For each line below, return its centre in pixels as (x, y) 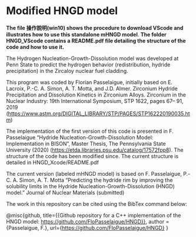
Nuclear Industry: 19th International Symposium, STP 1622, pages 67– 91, (95, 101)
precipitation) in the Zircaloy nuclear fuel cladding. (67, 71)
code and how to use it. (35, 47)
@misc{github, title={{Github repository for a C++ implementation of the (94, 215)
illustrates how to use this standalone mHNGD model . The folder (86, 34)
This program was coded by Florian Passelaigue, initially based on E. (89, 82)
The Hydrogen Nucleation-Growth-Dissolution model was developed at (92, 58)
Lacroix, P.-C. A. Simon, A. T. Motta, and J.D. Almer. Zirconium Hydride (92, 88)
